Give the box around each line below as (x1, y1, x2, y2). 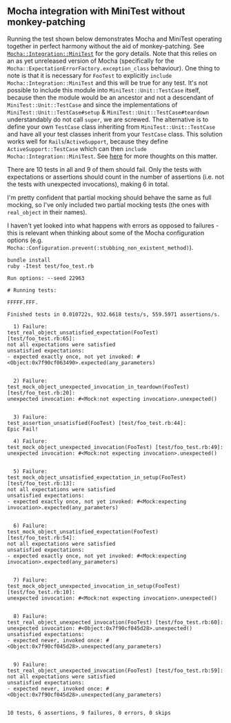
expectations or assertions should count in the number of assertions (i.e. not (7, 172, 225, 181)
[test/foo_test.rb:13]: (7, 479, 76, 487)
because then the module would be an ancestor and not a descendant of (7, 93, 214, 101)
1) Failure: (13, 323, 48, 330)
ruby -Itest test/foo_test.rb (7, 262, 94, 270)
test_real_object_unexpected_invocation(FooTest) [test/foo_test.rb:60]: (7, 619, 224, 626)
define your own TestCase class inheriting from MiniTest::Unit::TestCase (7, 122, 216, 130)
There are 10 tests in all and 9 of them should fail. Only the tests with (7, 165, 202, 173)
